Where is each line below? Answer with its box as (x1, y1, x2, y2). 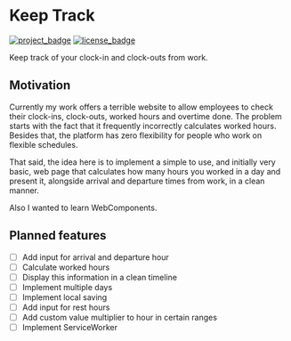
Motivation (9, 77, 71, 93)
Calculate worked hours (21, 262, 110, 272)
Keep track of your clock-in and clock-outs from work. (9, 52, 208, 62)
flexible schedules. (9, 139, 78, 150)
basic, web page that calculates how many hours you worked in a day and (9, 166, 281, 176)
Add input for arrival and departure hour (21, 251, 169, 263)
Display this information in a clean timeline (21, 272, 178, 282)
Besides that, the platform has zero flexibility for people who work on (9, 130, 263, 141)
